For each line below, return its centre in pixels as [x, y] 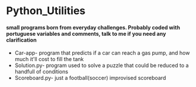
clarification [21, 40]
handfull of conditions [41, 72]
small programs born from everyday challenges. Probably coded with [93, 27]
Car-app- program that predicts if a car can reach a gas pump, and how [102, 53]
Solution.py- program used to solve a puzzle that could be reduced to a [102, 65]
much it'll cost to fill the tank [49, 59]
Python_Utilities [46, 11]
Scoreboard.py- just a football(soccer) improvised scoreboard [90, 78]
